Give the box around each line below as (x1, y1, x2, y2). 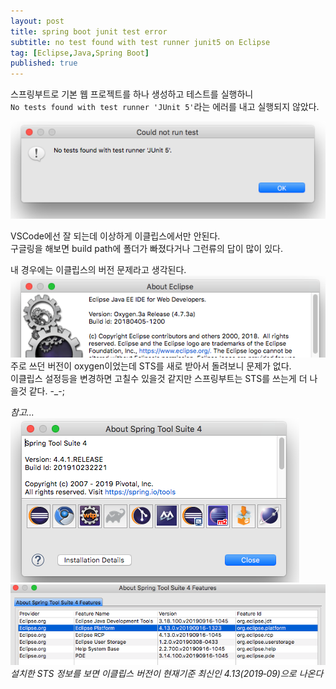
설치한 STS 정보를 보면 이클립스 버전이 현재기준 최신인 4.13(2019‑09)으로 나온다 (10, 667, 324, 679)
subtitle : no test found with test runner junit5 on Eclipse (10, 37, 271, 47)
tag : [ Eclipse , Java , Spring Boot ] (10, 48, 150, 58)
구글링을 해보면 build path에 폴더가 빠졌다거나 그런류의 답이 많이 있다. (10, 243, 283, 255)
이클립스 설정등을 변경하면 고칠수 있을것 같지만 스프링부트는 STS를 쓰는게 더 (10, 372, 308, 384)
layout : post (10, 16, 65, 26)
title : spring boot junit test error (10, 26, 168, 37)
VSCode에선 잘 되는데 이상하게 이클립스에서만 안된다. (10, 230, 221, 242)
